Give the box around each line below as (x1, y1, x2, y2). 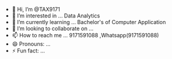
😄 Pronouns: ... (11, 40, 51, 48)
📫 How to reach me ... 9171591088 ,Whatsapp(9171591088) (11, 32, 159, 39)
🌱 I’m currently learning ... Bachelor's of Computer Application (11, 19, 167, 25)
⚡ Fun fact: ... (11, 47, 45, 54)
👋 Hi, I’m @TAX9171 (11, 6, 60, 13)
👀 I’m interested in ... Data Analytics (11, 12, 100, 19)
